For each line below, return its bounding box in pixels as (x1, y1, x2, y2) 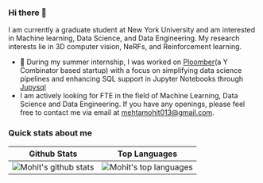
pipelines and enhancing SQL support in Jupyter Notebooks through (19, 74, 244, 84)
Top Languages (117, 148, 177, 159)
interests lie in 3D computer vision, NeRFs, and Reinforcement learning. (8, 42, 242, 51)
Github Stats (29, 148, 78, 159)
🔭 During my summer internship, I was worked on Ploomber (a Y (19, 57, 228, 67)
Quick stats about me (8, 128, 93, 139)
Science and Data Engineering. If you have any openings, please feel (19, 99, 246, 109)
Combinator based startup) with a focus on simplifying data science (19, 66, 242, 75)
